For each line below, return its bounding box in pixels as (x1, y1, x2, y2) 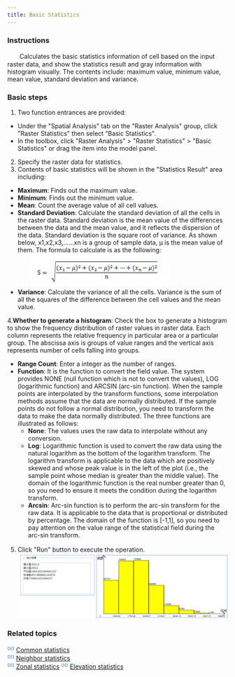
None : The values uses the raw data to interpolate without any (27, 427, 208, 435)
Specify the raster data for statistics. (17, 158, 123, 166)
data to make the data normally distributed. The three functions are (17, 412, 211, 420)
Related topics (7, 629, 57, 638)
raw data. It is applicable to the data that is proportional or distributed (27, 509, 228, 517)
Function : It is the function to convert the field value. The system (17, 367, 205, 376)
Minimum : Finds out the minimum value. (17, 193, 134, 203)
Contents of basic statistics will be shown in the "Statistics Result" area (17, 165, 222, 174)
